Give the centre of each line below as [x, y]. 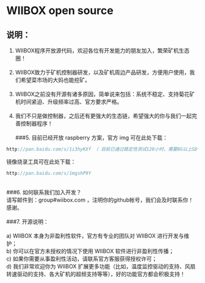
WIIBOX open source [60, 11]
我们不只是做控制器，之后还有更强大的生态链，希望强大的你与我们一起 [103, 116]
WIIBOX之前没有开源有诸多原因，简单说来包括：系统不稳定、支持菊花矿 [105, 94]
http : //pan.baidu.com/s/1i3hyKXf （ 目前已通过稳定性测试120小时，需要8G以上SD [102, 149]
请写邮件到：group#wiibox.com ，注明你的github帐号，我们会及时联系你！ [100, 200]
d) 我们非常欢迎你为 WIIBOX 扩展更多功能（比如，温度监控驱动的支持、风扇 [101, 266]
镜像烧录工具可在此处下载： [41, 161]
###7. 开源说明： [27, 221]
